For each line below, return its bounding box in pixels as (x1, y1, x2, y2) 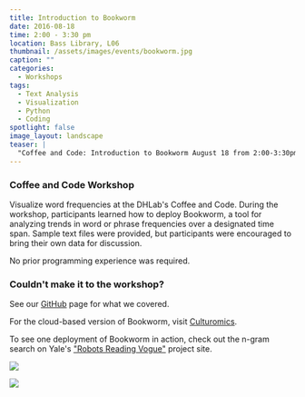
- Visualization (17, 97, 79, 107)
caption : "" (9, 55, 54, 65)
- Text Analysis (17, 89, 79, 98)
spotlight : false (9, 124, 75, 133)
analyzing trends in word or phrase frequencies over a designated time (9, 218, 275, 229)
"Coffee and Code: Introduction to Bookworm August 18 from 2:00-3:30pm (17, 148, 299, 157)
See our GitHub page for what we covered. (9, 299, 170, 310)
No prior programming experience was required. (9, 255, 191, 266)
